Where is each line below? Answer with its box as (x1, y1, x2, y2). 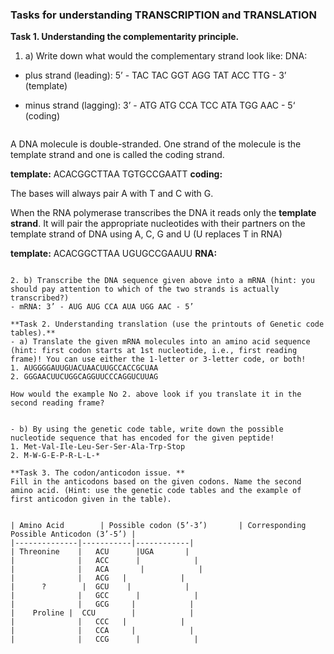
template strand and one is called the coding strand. (10, 149, 225, 161)
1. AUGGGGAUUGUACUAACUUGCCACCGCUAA (10, 363, 159, 373)
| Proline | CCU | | (10, 608, 195, 618)
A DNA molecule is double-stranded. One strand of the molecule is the (10, 138, 302, 150)
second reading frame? (10, 398, 105, 408)
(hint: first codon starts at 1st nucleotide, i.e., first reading (10, 346, 298, 356)
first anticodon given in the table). (10, 494, 172, 505)
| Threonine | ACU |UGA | (10, 547, 190, 557)
